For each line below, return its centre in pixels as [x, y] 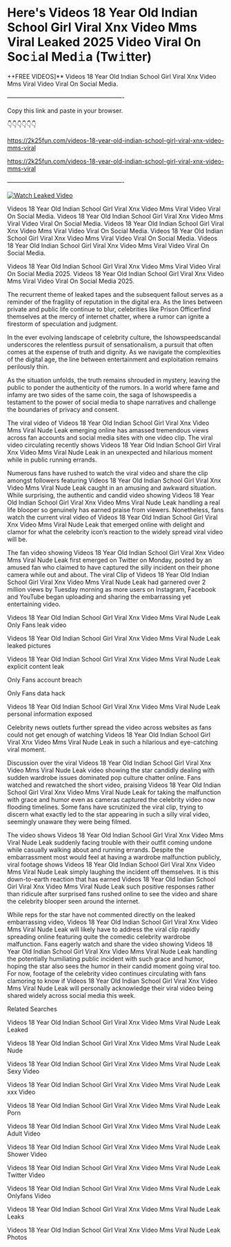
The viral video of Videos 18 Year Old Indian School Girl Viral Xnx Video [108, 423]
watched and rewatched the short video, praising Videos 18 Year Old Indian [114, 785]
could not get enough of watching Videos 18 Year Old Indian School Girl [109, 734]
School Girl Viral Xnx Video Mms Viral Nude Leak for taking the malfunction [114, 792]
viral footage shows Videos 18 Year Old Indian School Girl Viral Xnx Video [111, 864]
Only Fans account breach [44, 680]
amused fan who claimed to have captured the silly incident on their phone [113, 567]
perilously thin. [28, 366]
